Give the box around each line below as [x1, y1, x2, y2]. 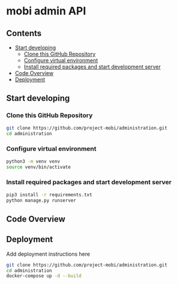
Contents [6, 28, 42, 38]
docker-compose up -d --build [6, 273, 82, 279]
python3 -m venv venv [6, 158, 61, 165]
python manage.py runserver [6, 197, 77, 204]
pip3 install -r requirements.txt [6, 192, 93, 198]
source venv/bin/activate [6, 164, 71, 170]
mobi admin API [6, 4, 86, 18]
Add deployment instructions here [6, 250, 90, 258]
